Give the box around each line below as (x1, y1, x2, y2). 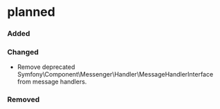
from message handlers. (17, 77, 87, 86)
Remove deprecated (17, 63, 75, 71)
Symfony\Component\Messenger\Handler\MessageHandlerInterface (17, 70, 214, 79)
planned (7, 4, 55, 20)
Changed (7, 48, 39, 57)
